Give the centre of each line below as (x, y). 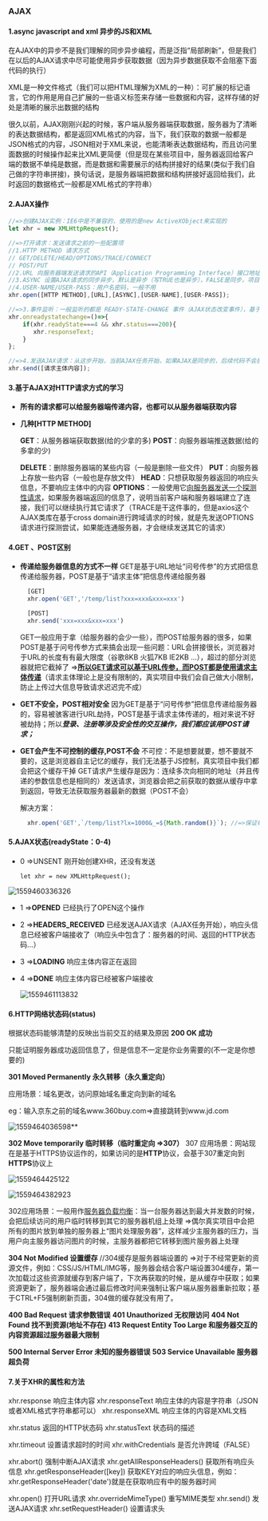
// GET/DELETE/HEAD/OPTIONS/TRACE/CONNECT (80, 258)
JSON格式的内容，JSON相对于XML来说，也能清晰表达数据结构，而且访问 (129, 145)
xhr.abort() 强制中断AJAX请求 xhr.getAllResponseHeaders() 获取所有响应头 (132, 1462)
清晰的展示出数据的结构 (61, 107)
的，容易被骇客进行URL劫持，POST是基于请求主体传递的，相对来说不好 (137, 714)
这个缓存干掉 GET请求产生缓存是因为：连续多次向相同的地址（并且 (143, 770)
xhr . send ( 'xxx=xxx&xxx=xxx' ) (76, 621)
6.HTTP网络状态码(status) (52, 1014)
